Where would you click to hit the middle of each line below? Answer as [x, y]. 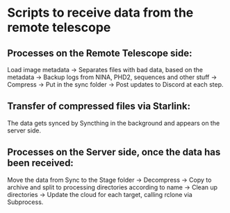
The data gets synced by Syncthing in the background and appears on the [114, 123]
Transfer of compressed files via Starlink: [99, 106]
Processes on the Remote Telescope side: [100, 53]
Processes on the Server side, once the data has [114, 152]
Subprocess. [25, 202]
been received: [41, 163]
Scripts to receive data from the [100, 13]
